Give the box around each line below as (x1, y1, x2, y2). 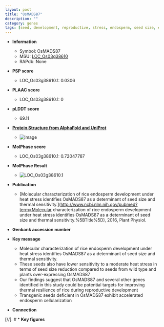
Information (12, 39, 37, 44)
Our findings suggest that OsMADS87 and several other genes (19, 277, 145, 283)
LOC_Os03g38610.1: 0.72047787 (19, 153, 85, 159)
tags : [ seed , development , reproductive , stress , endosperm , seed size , (5, 25, 156, 30)
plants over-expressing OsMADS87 (19, 272, 90, 278)
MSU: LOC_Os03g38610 (19, 53, 68, 59)
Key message (12, 236, 41, 242)
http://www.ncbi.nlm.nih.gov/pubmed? (60, 201, 138, 208)
